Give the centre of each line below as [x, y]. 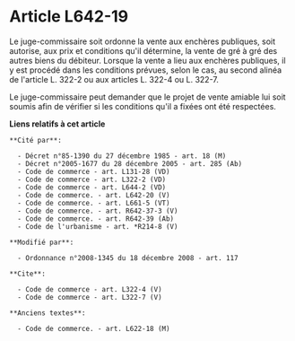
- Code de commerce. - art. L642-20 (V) [94, 195]
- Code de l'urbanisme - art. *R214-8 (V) [98, 226]
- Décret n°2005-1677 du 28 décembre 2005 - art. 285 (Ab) [130, 163]
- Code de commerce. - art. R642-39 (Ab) [96, 219]
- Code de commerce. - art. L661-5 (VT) [94, 203]
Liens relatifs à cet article [57, 124]
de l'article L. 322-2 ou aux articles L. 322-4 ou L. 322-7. [114, 79]
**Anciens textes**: [48, 313]
